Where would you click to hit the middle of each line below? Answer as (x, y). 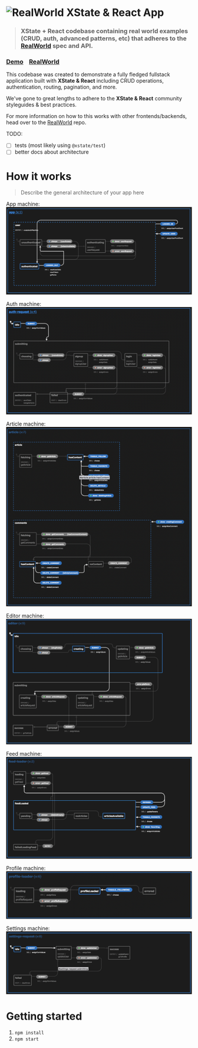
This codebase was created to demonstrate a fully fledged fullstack (88, 74)
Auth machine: (24, 304)
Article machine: (26, 424)
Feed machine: (24, 753)
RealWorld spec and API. (57, 46)
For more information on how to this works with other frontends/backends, (97, 116)
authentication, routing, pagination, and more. (62, 87)
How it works (39, 176)
